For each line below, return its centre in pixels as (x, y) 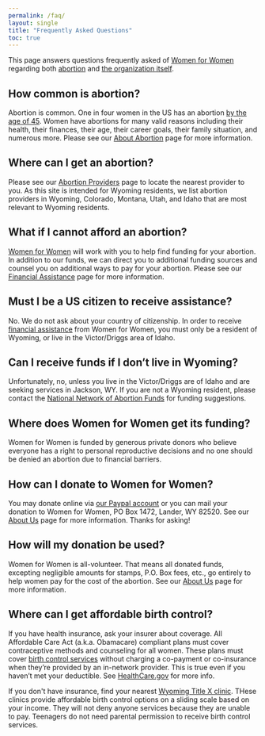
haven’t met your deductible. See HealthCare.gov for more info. (112, 676)
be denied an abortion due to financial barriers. (85, 459)
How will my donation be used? (87, 545)
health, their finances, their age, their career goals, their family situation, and (133, 130)
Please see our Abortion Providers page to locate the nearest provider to (127, 182)
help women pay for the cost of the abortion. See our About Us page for (125, 581)
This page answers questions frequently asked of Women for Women (121, 60)
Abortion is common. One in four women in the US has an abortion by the (127, 113)
